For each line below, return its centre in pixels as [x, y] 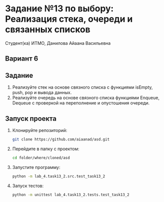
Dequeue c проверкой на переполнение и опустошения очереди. [81, 103]
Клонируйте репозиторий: [40, 130]
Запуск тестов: [28, 186]
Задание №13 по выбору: [60, 9]
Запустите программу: [36, 167]
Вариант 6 [22, 59]
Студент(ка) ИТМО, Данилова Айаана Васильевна [58, 43]
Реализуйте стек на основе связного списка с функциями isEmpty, [82, 87]
